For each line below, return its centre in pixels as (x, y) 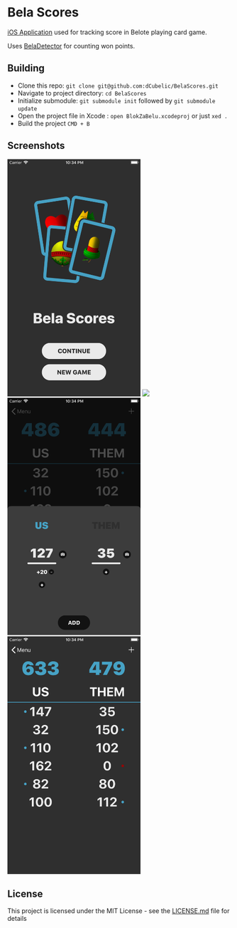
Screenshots (36, 146)
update (27, 109)
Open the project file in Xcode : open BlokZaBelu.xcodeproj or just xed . (123, 115)
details (17, 919)
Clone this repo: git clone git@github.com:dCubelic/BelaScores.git (118, 85)
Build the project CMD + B (54, 123)
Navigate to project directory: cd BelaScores (82, 93)
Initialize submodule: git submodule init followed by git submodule (116, 100)
